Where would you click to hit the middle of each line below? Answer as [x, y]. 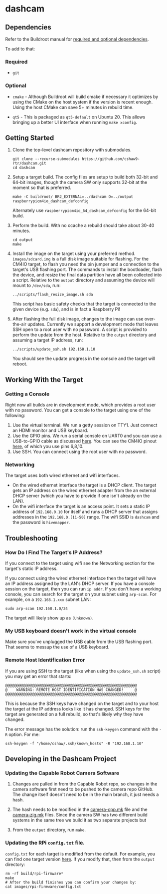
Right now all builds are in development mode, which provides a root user [81, 405]
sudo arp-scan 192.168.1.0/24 [37, 609]
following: [15, 415]
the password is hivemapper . [41, 522]
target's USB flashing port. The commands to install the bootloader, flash [87, 269]
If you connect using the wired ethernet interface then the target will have [81, 578]
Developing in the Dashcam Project [61, 759]
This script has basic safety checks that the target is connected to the [84, 304]
